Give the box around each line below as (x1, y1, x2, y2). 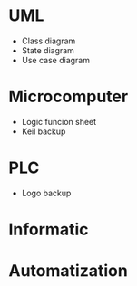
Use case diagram (21, 54, 90, 65)
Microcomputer (8, 87, 129, 107)
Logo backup (21, 187, 72, 198)
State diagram (21, 44, 74, 55)
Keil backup (21, 126, 66, 137)
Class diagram (21, 35, 76, 46)
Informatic (8, 219, 89, 240)
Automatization (8, 261, 128, 281)
